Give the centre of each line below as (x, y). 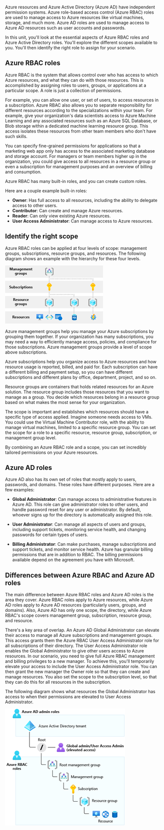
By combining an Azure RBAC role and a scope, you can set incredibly (76, 447)
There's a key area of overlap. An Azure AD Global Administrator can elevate (82, 630)
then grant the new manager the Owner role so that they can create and (78, 672)
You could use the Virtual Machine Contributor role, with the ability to (75, 422)
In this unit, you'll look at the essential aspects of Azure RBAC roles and (77, 37)
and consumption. (23, 172)
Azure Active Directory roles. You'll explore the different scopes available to (81, 43)
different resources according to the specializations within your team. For (79, 110)
